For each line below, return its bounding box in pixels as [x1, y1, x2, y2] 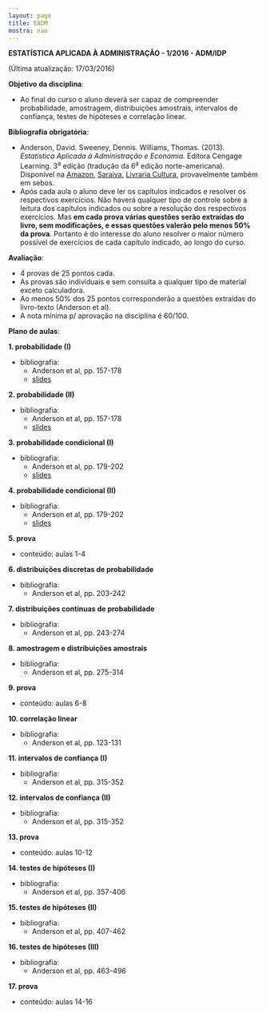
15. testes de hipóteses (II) [8, 903, 97, 912]
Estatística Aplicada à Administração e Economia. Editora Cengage [19, 151, 242, 161]
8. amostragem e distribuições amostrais [8, 644, 148, 653]
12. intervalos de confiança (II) [8, 793, 111, 803]
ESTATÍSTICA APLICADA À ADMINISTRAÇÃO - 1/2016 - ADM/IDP [8, 49, 227, 58]
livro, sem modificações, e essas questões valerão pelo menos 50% [19, 220, 251, 230]
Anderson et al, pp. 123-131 [31, 738, 121, 748]
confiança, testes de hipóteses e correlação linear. [19, 112, 187, 121]
